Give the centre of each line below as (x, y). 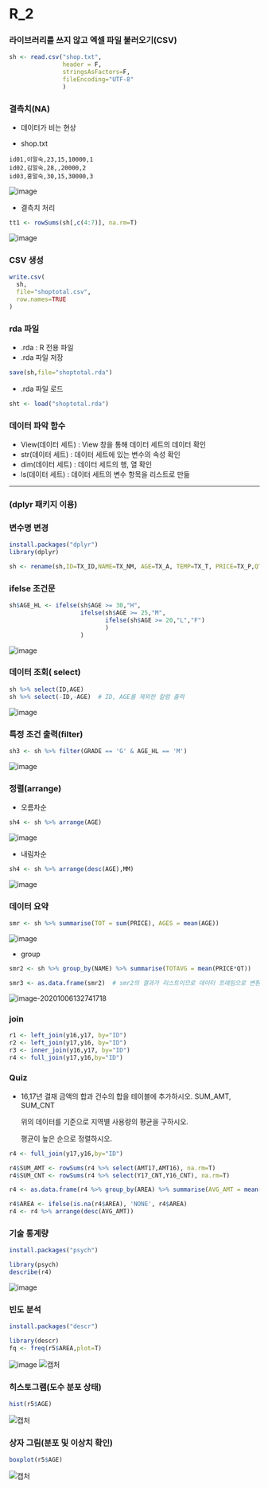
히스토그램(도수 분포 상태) (55, 1387)
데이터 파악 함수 (37, 425)
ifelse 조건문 (32, 588)
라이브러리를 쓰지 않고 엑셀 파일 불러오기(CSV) (93, 41)
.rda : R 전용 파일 (47, 348)
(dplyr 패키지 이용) (43, 504)
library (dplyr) (34, 553)
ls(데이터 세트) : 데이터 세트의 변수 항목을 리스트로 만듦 (105, 475)
